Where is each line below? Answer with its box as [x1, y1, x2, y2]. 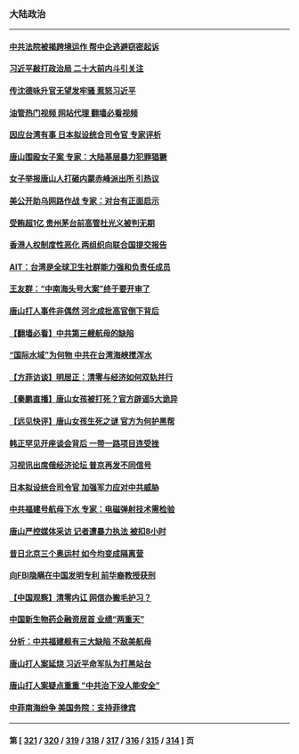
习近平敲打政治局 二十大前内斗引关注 [9, 63, 144, 74]
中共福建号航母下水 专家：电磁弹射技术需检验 [9, 504, 175, 515]
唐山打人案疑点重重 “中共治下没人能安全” [9, 680, 160, 691]
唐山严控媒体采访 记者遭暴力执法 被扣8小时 [9, 525, 166, 536]
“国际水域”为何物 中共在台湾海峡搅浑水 [9, 350, 153, 361]
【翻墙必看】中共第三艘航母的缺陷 [9, 328, 134, 338]
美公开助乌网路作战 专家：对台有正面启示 [9, 196, 160, 207]
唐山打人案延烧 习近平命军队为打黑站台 [9, 658, 152, 669]
